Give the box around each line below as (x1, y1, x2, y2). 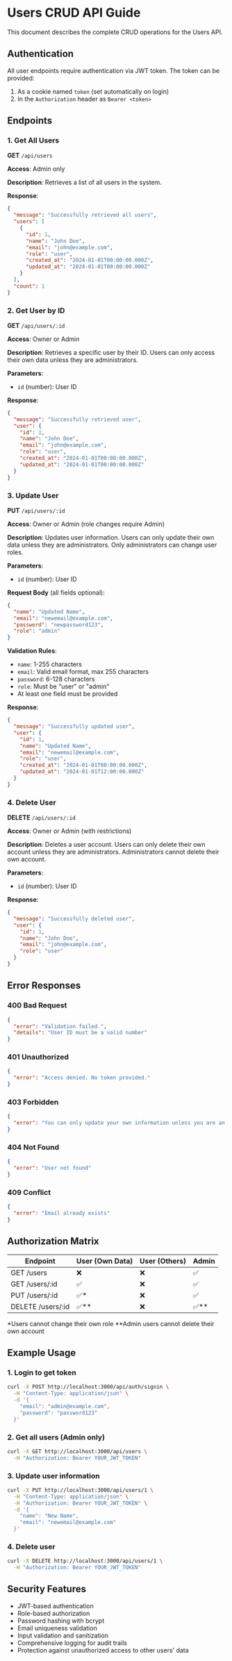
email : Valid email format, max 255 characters (17, 668, 149, 676)
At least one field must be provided (17, 690, 118, 698)
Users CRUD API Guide (7, 5, 141, 21)
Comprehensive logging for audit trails (17, 1638, 127, 1647)
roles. (7, 547, 24, 556)
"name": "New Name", (19, 1512, 79, 1519)
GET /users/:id (10, 1279, 58, 1289)
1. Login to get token (7, 1367, 76, 1377)
